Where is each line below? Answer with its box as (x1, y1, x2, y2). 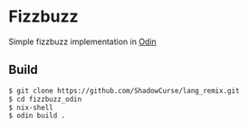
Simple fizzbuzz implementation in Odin (8, 36, 157, 47)
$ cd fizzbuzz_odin (8, 95, 82, 104)
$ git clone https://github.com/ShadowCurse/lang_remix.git (8, 86, 241, 96)
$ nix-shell (8, 103, 53, 112)
